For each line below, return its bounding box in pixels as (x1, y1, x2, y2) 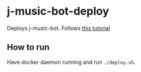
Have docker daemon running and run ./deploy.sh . (7, 58, 136, 65)
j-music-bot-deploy (7, 4, 109, 18)
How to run (7, 42, 50, 52)
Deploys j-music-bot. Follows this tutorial (7, 24, 110, 32)
